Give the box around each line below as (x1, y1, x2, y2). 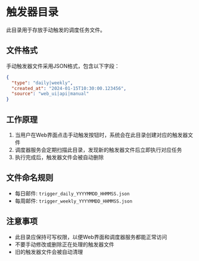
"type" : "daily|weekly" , (11, 80, 73, 86)
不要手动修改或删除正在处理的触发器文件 (14, 241, 114, 248)
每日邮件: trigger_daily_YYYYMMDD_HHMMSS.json (14, 189, 130, 197)
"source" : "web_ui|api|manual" (11, 91, 89, 97)
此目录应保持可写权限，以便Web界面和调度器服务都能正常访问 (14, 233, 167, 240)
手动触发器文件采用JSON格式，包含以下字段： (6, 62, 120, 69)
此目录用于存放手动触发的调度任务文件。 (6, 26, 105, 33)
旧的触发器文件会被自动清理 (14, 248, 83, 255)
